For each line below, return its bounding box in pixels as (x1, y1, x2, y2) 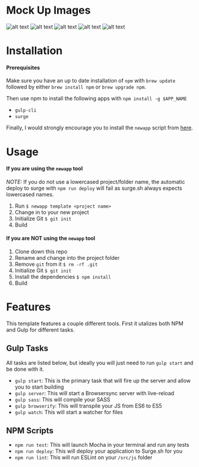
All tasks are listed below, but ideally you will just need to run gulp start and (6, 359, 194, 366)
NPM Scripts (6, 425, 54, 436)
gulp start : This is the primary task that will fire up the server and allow (14, 377, 191, 384)
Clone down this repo (14, 247, 68, 255)
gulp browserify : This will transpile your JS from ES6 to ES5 (14, 402, 162, 409)
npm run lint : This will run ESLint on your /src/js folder (14, 454, 153, 461)
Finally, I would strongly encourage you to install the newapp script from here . (6, 124, 193, 131)
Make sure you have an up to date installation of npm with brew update (6, 77, 176, 84)
